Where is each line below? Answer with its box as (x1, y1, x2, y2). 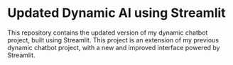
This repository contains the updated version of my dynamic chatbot (7, 28, 208, 37)
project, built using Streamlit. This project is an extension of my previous (7, 35, 219, 44)
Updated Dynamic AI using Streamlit (7, 5, 226, 21)
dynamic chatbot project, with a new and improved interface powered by (7, 43, 220, 52)
